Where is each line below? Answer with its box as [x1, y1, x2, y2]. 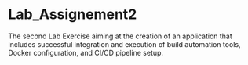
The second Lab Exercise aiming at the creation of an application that [8, 31, 233, 41]
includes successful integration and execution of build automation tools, [8, 39, 241, 49]
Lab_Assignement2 [8, 5, 137, 23]
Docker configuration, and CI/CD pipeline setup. [8, 48, 163, 57]
